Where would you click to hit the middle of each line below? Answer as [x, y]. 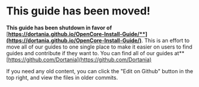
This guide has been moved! [78, 11]
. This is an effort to [165, 40]
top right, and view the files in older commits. [62, 77]
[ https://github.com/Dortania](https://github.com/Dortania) [79, 59]
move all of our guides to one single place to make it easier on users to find [99, 47]
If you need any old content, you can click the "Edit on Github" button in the [100, 71]
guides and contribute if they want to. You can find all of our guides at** [95, 53]
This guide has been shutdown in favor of [59, 28]
